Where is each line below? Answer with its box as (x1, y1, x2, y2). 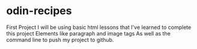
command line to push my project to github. (6, 36, 114, 43)
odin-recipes (6, 4, 72, 18)
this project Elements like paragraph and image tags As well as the (6, 30, 171, 37)
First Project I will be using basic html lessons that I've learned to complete (6, 24, 192, 31)
